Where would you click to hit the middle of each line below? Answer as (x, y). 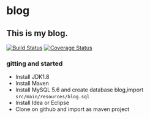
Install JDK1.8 (32, 77)
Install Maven (32, 84)
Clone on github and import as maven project (72, 109)
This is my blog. (37, 33)
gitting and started (35, 63)
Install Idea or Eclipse (42, 103)
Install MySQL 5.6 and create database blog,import (79, 90)
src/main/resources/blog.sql (52, 97)
